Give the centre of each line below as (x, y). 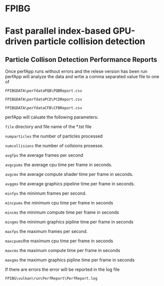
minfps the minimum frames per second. (46, 193)
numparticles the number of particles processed (54, 136)
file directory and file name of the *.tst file (48, 127)
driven (19, 42)
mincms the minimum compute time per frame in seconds (62, 212)
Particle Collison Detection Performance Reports (81, 59)
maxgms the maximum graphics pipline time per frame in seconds (70, 260)
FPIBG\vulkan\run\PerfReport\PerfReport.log (51, 279)
